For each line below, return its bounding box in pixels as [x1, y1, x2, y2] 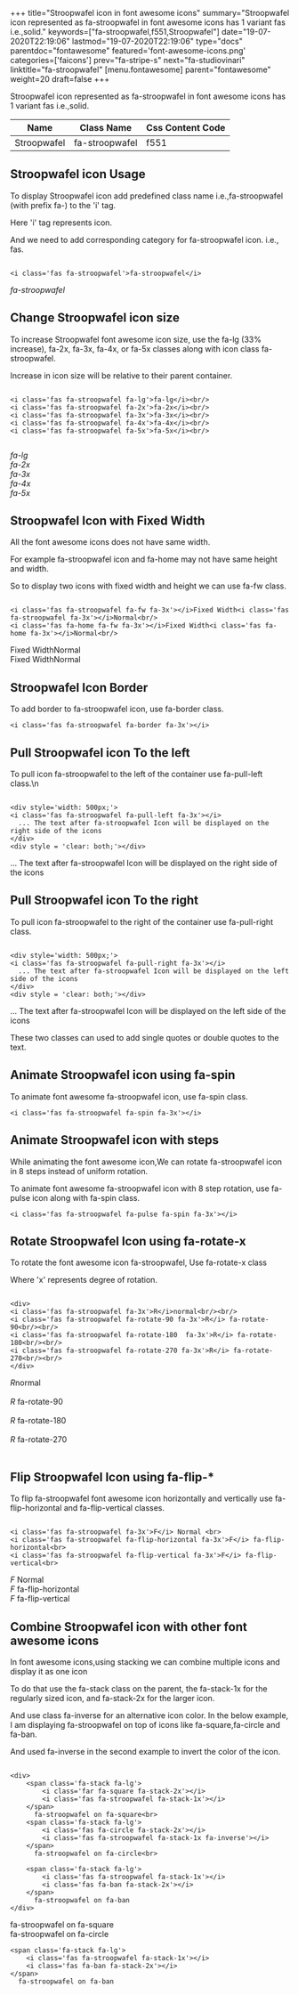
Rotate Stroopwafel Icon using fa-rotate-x [10, 1233, 247, 1249]
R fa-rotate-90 [10, 1397, 63, 1407]
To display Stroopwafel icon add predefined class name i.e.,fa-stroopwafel [10, 191, 284, 201]
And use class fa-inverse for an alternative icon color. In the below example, [10, 1709, 289, 1721]
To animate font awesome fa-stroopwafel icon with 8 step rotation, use [10, 1183, 270, 1194]
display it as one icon [10, 1666, 88, 1676]
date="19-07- [221, 27, 271, 36]
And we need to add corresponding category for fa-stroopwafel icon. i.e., [10, 234, 279, 245]
